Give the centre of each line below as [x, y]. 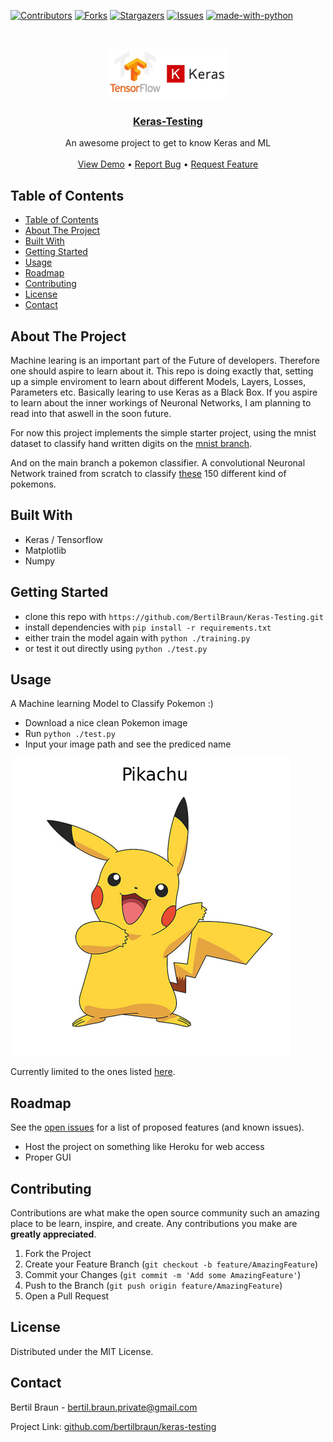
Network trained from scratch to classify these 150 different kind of [148, 473]
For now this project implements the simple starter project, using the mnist [163, 432]
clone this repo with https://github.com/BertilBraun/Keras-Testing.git [174, 616]
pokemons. [33, 484]
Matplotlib [45, 550]
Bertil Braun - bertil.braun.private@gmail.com [104, 1407]
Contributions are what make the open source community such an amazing [165, 1212]
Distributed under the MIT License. [82, 1351]
